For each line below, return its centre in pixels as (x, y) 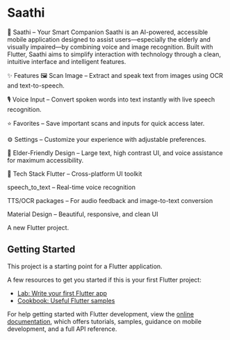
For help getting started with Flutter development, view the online (101, 314)
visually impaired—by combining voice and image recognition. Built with (110, 47)
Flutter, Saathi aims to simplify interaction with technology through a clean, (114, 54)
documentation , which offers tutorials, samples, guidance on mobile (104, 321)
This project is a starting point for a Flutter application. (85, 266)
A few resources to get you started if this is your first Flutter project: (104, 280)
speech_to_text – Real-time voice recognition (71, 187)
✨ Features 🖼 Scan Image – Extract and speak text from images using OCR (115, 75)
